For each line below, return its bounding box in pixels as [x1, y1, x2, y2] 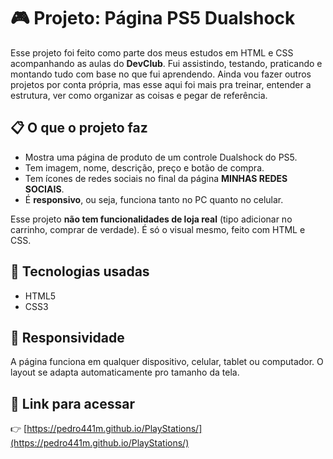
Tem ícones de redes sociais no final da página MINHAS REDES [24, 172, 288, 184]
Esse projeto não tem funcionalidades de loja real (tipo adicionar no [10, 213, 293, 225]
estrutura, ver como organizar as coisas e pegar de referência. [10, 89, 268, 101]
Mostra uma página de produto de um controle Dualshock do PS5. [24, 151, 298, 163]
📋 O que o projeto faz [10, 120, 148, 137]
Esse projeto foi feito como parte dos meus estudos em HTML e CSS [10, 46, 294, 59]
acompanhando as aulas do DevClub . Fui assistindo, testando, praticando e [10, 57, 323, 69]
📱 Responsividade [10, 329, 125, 346]
